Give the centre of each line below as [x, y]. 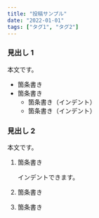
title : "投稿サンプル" [37, 14]
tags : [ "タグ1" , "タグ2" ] [43, 27]
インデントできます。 [48, 177]
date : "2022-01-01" [36, 20]
